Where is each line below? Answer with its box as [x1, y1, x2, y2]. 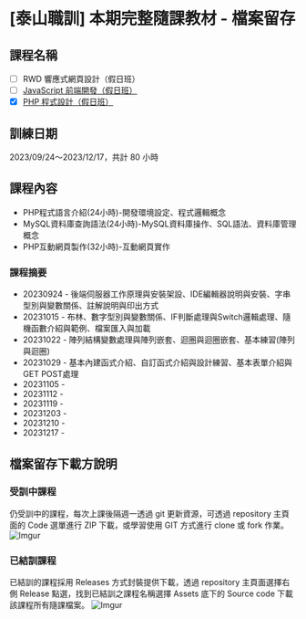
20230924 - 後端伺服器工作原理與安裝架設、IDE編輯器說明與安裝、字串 [22, 289, 291, 299]
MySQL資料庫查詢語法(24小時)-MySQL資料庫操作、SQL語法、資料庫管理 [22, 218, 297, 229]
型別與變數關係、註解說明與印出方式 [22, 300, 159, 311]
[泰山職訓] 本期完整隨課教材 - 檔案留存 [9, 8, 296, 29]
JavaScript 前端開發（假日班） [22, 85, 138, 96]
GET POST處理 [22, 369, 79, 380]
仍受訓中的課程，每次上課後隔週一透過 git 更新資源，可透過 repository [9, 508, 271, 519]
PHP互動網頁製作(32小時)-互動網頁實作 [22, 241, 170, 252]
